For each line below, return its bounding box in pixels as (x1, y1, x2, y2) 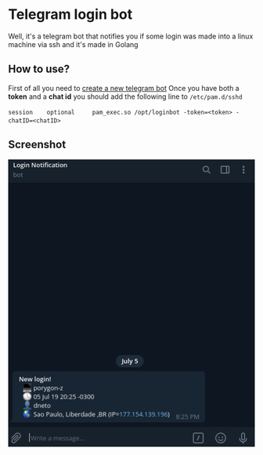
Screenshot (8, 138, 67, 151)
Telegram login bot (8, 5, 133, 24)
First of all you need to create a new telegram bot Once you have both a (8, 83, 240, 93)
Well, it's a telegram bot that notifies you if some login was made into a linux (8, 31, 254, 41)
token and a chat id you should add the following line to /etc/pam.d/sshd (8, 92, 243, 101)
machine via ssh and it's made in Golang (8, 39, 139, 49)
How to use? (8, 63, 70, 76)
